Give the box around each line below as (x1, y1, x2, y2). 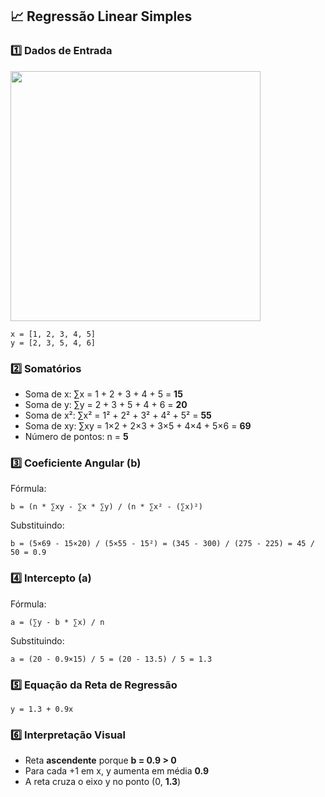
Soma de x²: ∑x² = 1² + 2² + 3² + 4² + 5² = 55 (24, 409, 212, 421)
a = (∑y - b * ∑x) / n (10, 617, 105, 627)
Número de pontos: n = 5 (24, 430, 129, 442)
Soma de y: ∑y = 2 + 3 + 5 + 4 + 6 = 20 (24, 398, 188, 410)
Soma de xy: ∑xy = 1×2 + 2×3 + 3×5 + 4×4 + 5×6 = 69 (24, 419, 252, 432)
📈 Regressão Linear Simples (10, 8, 193, 25)
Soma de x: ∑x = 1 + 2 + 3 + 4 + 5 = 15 (24, 388, 183, 400)
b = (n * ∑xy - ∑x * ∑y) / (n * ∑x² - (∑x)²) (10, 502, 203, 512)
